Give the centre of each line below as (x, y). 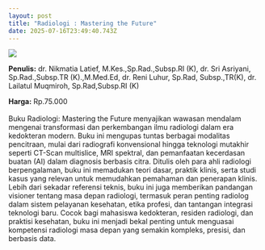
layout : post (30, 16)
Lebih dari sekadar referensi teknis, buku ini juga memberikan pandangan (130, 187)
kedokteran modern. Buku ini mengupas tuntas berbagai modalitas (119, 136)
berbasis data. (32, 239)
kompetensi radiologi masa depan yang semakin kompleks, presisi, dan (127, 230)
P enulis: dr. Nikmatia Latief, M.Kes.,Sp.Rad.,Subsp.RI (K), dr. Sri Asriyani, (130, 69)
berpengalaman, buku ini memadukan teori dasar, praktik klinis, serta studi (132, 170)
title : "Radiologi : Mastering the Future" (83, 23)
